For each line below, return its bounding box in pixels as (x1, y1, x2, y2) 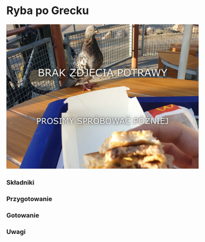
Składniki (6, 178, 35, 186)
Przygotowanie (6, 194, 52, 203)
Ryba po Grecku (6, 4, 90, 18)
